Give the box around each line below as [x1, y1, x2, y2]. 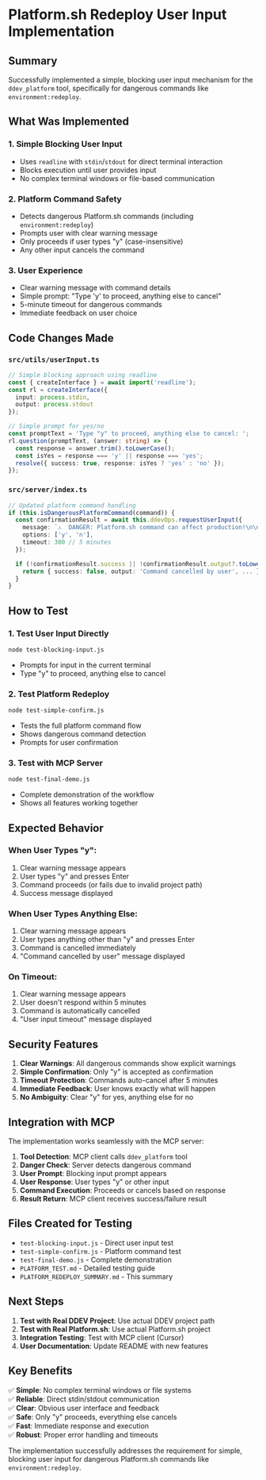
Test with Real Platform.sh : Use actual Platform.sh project [19, 1324, 211, 1334]
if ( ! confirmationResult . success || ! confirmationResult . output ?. [15, 559, 239, 568]
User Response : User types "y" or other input [19, 1177, 169, 1187]
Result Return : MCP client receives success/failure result [19, 1194, 207, 1204]
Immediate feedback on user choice [19, 308, 138, 318]
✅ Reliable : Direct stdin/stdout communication [8, 1394, 160, 1404]
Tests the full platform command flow [19, 721, 142, 730]
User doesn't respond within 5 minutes [19, 998, 146, 1007]
